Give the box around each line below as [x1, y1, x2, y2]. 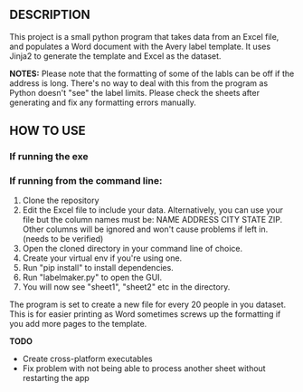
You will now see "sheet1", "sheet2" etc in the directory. [22, 282, 231, 292]
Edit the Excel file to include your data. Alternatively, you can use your [22, 205, 283, 215]
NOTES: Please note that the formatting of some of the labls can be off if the [9, 68, 295, 79]
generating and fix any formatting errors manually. [9, 97, 197, 108]
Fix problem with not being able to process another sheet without [22, 363, 266, 374]
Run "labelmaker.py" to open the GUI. [22, 272, 163, 283]
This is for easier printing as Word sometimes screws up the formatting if [9, 309, 281, 320]
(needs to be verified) [22, 234, 104, 244]
